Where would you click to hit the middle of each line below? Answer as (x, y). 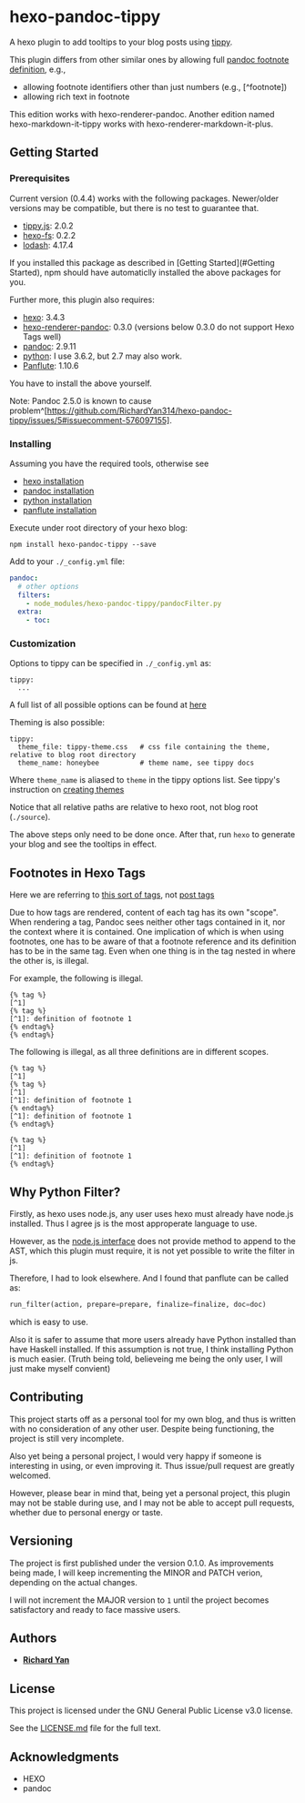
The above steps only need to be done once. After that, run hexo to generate (152, 835)
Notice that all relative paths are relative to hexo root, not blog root (134, 807)
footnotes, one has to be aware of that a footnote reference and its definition (153, 942)
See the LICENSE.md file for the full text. (85, 1728)
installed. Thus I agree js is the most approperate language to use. (133, 1224)
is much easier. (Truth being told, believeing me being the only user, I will (146, 1359)
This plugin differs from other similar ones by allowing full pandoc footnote (149, 59)
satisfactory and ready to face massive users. (95, 1609)
